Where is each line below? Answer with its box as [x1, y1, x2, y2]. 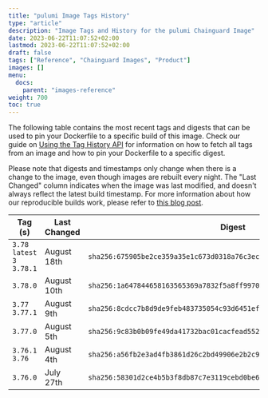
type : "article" [8, 19, 62, 27]
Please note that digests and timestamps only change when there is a [8, 164, 237, 173]
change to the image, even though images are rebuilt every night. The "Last [8, 173, 257, 182]
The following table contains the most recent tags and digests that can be [8, 123, 250, 133]
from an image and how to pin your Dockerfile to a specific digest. [8, 149, 226, 158]
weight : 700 [8, 94, 48, 101]
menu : [8, 71, 26, 79]
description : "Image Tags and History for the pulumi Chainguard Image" [8, 26, 255, 34]
